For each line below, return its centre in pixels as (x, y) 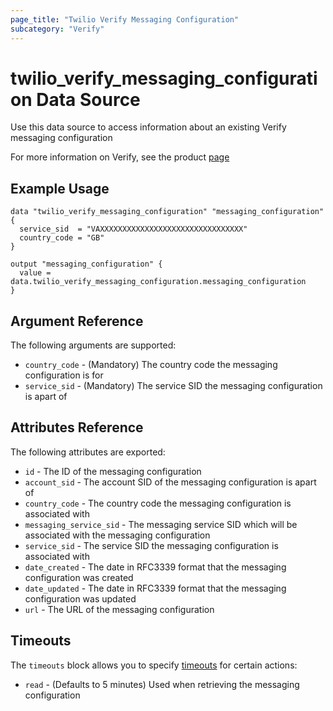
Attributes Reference (77, 427)
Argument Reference (77, 321)
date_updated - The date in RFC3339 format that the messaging (155, 588)
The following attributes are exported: (88, 452)
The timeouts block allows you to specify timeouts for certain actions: (154, 665)
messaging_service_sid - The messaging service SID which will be (161, 524)
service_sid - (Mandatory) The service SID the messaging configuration (173, 386)
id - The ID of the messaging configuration (113, 471)
